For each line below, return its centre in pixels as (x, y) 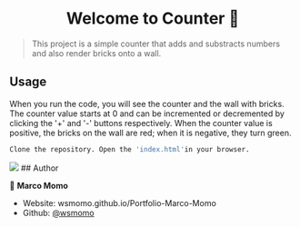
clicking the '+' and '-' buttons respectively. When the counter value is (141, 123)
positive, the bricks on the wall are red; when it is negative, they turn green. (150, 133)
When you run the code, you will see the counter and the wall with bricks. (147, 104)
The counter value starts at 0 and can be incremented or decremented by (147, 113)
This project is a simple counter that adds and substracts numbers (155, 44)
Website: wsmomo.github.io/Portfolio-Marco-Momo (119, 202)
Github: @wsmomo (58, 212)
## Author (40, 168)
